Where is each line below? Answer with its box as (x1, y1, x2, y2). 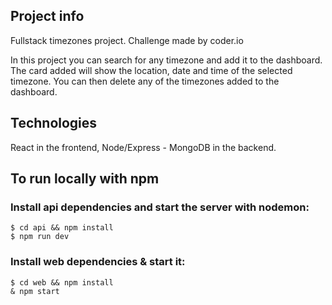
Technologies (10, 115, 98, 132)
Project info (10, 8, 85, 25)
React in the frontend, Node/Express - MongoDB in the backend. (10, 141, 277, 153)
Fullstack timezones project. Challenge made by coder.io (10, 34, 244, 46)
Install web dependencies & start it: (10, 255, 186, 269)
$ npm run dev (10, 232, 70, 242)
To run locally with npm (10, 170, 160, 188)
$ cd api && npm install (10, 223, 114, 233)
